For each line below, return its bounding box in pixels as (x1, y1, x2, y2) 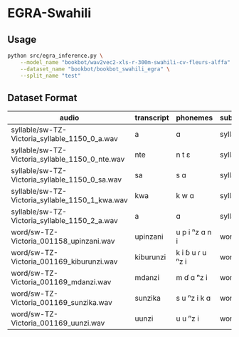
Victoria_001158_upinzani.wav (11, 237, 115, 247)
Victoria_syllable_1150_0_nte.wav (11, 155, 125, 165)
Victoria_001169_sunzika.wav (11, 298, 112, 308)
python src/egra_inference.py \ (7, 52, 103, 59)
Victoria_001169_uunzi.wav (11, 318, 105, 328)
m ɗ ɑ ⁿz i (176, 273, 208, 283)
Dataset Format (7, 91, 78, 104)
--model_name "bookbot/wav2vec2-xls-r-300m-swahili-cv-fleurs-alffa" (20, 58, 231, 66)
